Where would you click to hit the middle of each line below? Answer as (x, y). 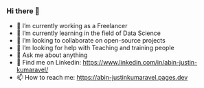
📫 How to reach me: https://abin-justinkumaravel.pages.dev (102, 78)
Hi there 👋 (23, 11)
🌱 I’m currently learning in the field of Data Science (88, 33)
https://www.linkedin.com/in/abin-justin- (140, 63)
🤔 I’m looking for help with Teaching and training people (95, 48)
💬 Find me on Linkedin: (49, 63)
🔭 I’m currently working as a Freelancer (72, 26)
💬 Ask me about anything (52, 55)
